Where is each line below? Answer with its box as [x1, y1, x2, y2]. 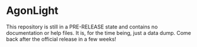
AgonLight [6, 4, 59, 17]
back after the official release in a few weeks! [6, 35, 117, 42]
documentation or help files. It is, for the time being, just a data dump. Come [6, 29, 192, 36]
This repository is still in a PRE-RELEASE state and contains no [6, 23, 158, 30]
